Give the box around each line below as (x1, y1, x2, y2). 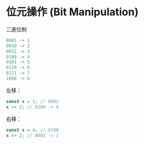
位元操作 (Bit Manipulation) (6, 5, 139, 19)
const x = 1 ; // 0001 (6, 98, 59, 104)
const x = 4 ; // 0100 (6, 127, 59, 133)
